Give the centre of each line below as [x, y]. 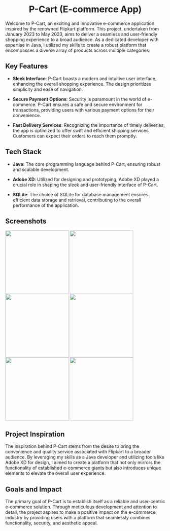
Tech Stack [23, 152]
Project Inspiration [35, 434]
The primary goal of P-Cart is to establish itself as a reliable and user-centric [85, 501]
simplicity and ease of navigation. [48, 89]
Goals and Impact [33, 489]
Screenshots [26, 221]
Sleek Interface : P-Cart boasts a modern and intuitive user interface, [84, 78]
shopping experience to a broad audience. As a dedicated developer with [82, 40]
